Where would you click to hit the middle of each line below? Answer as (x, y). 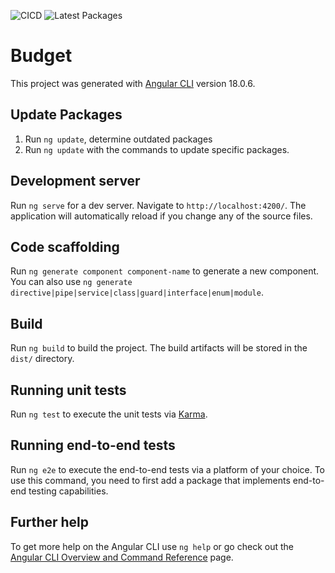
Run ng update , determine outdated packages (118, 139)
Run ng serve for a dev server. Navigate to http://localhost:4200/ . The (158, 205)
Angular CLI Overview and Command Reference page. (122, 557)
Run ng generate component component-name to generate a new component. (165, 271)
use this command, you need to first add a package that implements (150, 480)
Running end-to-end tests (93, 445)
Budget (41, 56)
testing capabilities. (68, 491)
